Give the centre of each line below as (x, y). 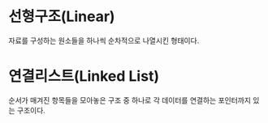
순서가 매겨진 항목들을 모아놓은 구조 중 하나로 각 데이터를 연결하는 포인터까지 (130, 100)
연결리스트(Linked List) (84, 76)
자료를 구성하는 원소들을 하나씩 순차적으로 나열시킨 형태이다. (104, 40)
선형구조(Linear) (62, 17)
